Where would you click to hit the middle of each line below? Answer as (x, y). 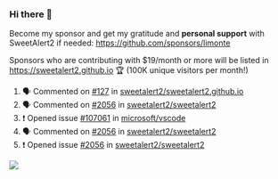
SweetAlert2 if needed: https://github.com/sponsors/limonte (120, 43)
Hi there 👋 (31, 14)
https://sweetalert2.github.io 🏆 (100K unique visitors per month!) (129, 70)
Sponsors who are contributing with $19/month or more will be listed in (139, 61)
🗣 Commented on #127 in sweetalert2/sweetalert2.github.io (133, 92)
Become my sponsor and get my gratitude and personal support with (137, 34)
